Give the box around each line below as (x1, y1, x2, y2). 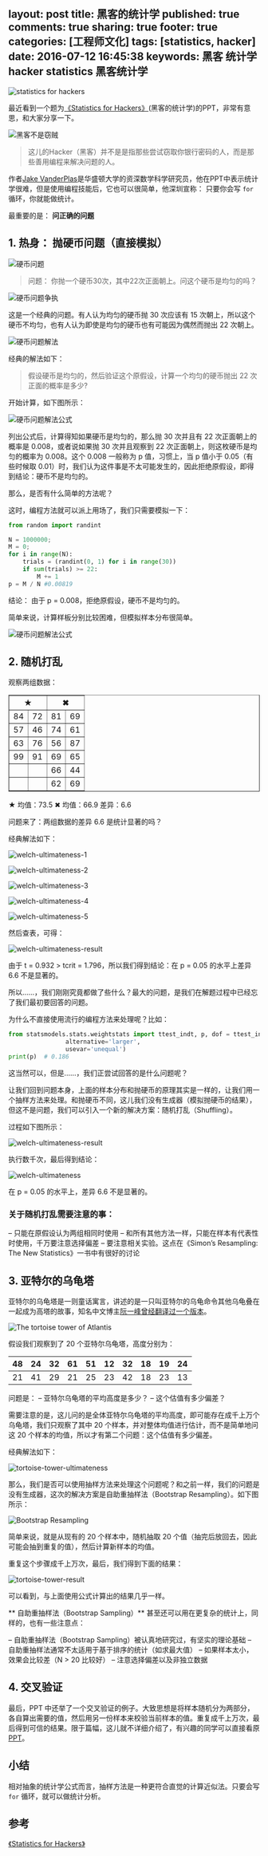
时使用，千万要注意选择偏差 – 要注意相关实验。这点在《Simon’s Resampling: (8, 1239, 258, 1248)
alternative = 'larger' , (65, 1038, 141, 1046)
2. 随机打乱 (8, 655, 63, 668)
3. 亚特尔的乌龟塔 (8, 1274, 94, 1287)
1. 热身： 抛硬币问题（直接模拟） (8, 236, 168, 250)
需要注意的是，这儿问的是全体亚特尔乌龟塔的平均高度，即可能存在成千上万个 (8, 1410, 260, 1420)
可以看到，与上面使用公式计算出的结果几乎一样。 (8, 1591, 169, 1601)
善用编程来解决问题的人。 (34, 156, 120, 166)
